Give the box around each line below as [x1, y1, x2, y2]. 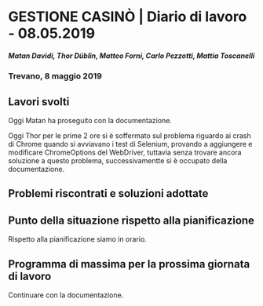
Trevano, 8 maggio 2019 [8, 71, 102, 82]
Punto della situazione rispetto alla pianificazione [8, 213, 255, 227]
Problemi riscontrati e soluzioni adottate [8, 187, 209, 200]
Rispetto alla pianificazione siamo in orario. [8, 235, 147, 244]
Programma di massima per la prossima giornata [8, 257, 250, 271]
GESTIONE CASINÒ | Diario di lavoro [8, 8, 247, 26]
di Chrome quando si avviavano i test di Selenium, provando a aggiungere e [8, 139, 253, 148]
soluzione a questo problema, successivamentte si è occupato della [8, 155, 228, 165]
